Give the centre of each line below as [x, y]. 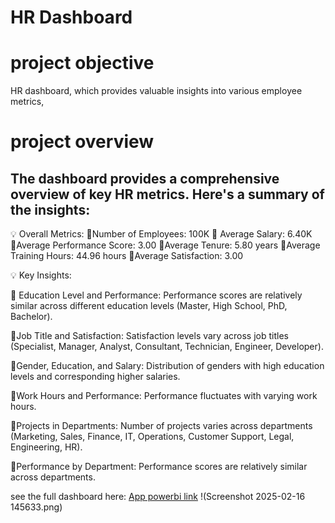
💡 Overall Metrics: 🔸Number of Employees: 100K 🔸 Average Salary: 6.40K [161, 234]
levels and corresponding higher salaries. [95, 377]
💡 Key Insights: [41, 275]
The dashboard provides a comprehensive [145, 178]
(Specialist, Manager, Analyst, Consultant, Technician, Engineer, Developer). [167, 347]
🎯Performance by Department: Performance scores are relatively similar [159, 467]
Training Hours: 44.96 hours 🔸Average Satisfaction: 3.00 [127, 256]
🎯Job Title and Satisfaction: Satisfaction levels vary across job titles [149, 336]
